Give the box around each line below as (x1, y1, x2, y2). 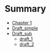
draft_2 (19, 41, 34, 47)
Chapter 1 (11, 20, 32, 26)
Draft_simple (11, 25, 38, 31)
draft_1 (19, 36, 33, 42)
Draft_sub (11, 30, 32, 36)
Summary (4, 3, 46, 15)
